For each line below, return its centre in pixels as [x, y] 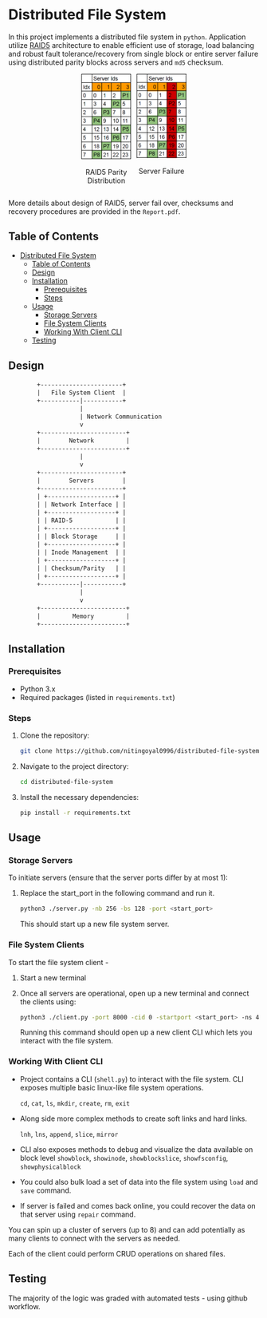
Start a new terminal [53, 978]
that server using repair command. [78, 1214]
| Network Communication [120, 417]
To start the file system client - [59, 962]
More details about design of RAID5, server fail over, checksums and [121, 203]
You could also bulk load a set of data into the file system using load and [139, 1181]
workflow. [24, 1306]
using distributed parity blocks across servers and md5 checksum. [116, 62]
